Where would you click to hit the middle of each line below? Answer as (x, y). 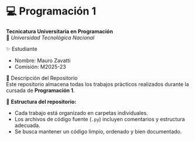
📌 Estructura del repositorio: (41, 101)
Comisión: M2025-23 (40, 66)
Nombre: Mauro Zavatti (42, 60)
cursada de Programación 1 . (40, 90)
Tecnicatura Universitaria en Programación (59, 31)
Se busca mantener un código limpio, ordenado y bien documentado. (98, 131)
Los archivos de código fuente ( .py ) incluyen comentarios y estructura (100, 119)
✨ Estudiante (22, 49)
